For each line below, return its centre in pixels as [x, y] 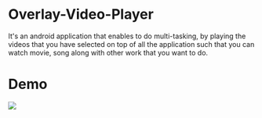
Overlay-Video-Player [81, 14]
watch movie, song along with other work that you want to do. [108, 52]
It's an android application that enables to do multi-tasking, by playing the [127, 36]
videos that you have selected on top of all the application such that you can [131, 44]
